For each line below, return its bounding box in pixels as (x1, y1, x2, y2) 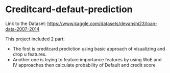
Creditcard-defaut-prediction (5, 4, 133, 15)
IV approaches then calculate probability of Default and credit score (12, 62, 156, 68)
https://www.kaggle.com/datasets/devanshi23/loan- (47, 20, 157, 27)
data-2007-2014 (5, 26, 40, 32)
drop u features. (12, 51, 47, 57)
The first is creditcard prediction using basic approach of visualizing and (12, 45, 165, 52)
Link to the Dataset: (5, 20, 46, 27)
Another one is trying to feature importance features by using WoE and (12, 56, 162, 62)
